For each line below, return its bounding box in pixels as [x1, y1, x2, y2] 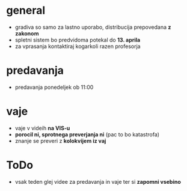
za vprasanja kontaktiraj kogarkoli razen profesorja [14, 43, 141, 50]
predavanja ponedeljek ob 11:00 [14, 83, 94, 91]
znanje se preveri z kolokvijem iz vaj [14, 137, 106, 144]
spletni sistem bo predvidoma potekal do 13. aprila [14, 36, 141, 43]
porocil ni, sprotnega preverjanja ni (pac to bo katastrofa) [14, 130, 160, 138]
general [6, 4, 46, 17]
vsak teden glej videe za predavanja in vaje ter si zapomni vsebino [14, 178, 182, 185]
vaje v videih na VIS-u [14, 124, 70, 132]
